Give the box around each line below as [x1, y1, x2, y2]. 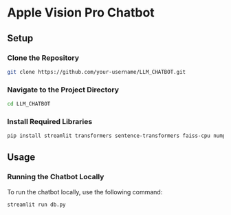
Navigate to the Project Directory [7, 85, 119, 94]
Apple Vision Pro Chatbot [7, 5, 155, 21]
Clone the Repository [7, 53, 80, 63]
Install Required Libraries [7, 116, 93, 126]
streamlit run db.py [7, 201, 67, 208]
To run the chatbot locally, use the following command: [7, 187, 163, 196]
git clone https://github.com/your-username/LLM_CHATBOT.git [7, 68, 186, 75]
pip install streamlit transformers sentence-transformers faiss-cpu [7, 132, 211, 139]
